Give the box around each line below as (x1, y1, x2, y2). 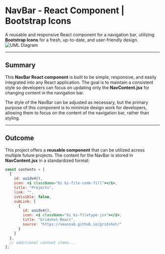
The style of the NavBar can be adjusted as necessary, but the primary (5, 99, 148, 105)
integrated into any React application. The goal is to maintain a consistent (5, 79, 154, 85)
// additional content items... (9, 240, 76, 245)
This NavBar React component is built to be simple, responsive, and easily (5, 74, 157, 80)
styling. (5, 115, 20, 121)
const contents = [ (5, 167, 45, 172)
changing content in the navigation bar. (5, 90, 84, 95)
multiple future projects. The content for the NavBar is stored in (5, 152, 134, 158)
